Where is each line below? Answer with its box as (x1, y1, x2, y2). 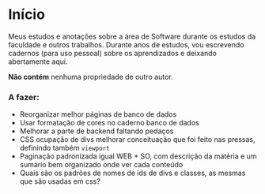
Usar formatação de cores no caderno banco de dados (19, 118, 199, 128)
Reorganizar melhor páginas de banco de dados (19, 110, 177, 119)
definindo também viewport (19, 144, 110, 153)
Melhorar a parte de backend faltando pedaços (19, 126, 174, 136)
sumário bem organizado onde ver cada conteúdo (19, 160, 184, 170)
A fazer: (8, 91, 40, 103)
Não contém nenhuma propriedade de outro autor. (8, 72, 173, 81)
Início (8, 6, 46, 24)
